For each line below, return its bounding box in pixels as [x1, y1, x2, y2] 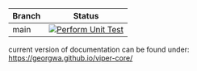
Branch [12, 10, 41, 21]
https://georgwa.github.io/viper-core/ [8, 53, 133, 63]
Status [73, 10, 99, 21]
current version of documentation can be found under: [8, 44, 190, 54]
